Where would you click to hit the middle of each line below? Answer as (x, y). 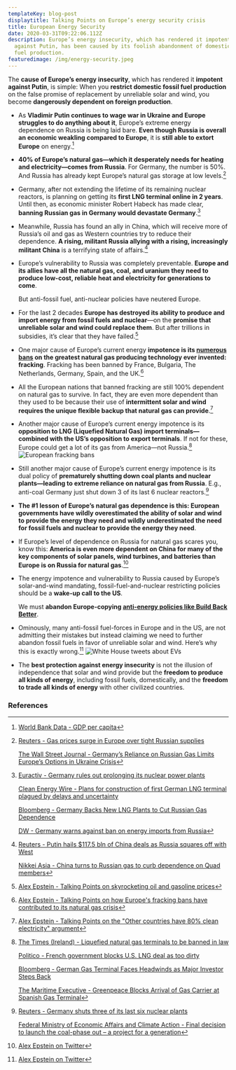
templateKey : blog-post (43, 14)
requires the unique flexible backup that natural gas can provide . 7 (116, 410)
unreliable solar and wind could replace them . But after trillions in (114, 328)
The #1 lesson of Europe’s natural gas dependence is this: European (119, 506)
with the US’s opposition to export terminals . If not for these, (139, 439)
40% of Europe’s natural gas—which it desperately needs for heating (121, 160)
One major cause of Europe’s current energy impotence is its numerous (122, 350)
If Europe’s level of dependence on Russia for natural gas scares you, (118, 541)
